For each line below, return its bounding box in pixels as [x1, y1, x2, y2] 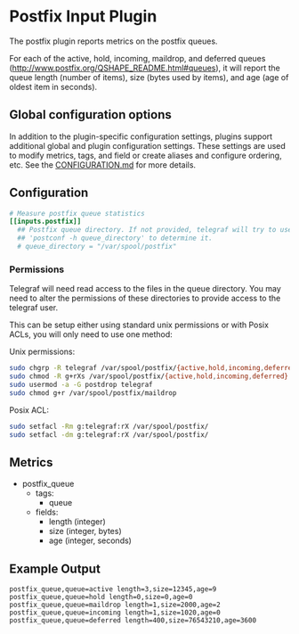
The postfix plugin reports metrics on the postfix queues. [9, 36, 218, 46]
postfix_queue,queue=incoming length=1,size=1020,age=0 [9, 608, 221, 617]
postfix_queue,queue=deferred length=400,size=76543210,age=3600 [9, 616, 256, 625]
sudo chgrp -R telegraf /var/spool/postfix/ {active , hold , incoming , [9, 364, 265, 373]
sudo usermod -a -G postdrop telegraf [9, 380, 153, 389]
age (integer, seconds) [48, 535, 132, 546]
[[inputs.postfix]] [9, 217, 82, 226]
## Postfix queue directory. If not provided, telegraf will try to [17, 226, 277, 235]
